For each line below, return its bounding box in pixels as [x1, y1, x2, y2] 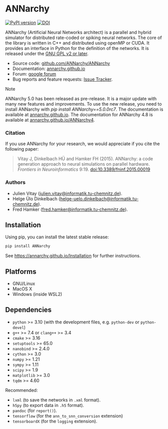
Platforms [5, 267, 37, 276]
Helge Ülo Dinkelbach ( [12, 196, 61, 202]
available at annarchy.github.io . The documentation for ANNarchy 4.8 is [5, 111, 153, 118]
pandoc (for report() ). [12, 407, 57, 413]
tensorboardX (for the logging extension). [12, 418, 98, 424]
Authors [5, 179, 26, 186]
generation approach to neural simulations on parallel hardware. [17, 161, 150, 167]
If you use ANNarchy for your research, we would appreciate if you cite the [5, 141, 160, 147]
